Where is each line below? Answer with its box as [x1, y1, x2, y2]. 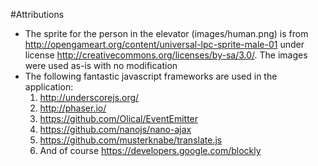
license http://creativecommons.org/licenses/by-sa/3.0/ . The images [24, 49, 308, 61]
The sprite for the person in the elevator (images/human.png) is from [24, 28, 309, 39]
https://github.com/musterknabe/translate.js [39, 134, 223, 146]
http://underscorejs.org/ [39, 92, 140, 103]
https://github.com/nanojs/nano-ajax [39, 124, 192, 135]
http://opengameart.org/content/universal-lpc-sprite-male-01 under [24, 39, 305, 50]
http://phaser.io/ [39, 102, 107, 114]
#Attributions [10, 9, 65, 20]
